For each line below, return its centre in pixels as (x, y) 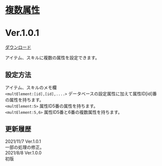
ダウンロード (18, 47)
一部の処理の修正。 (25, 147)
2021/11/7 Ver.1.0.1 (23, 141)
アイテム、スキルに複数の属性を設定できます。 (52, 58)
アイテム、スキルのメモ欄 (31, 87)
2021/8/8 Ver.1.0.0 (23, 153)
